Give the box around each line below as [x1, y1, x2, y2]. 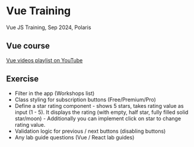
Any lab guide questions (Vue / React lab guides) [14, 133, 135, 140]
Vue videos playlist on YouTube [6, 56, 83, 63]
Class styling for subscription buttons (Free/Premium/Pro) [14, 96, 156, 103]
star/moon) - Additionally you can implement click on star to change [14, 114, 182, 122]
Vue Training [6, 4, 71, 18]
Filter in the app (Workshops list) [14, 90, 95, 97]
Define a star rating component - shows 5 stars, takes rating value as [14, 102, 184, 109]
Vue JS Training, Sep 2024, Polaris [6, 24, 91, 31]
